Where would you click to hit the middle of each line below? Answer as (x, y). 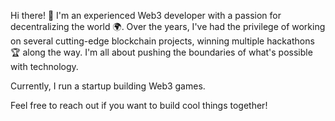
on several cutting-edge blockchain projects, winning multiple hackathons (162, 41)
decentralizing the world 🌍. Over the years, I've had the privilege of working (168, 26)
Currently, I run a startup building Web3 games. (108, 86)
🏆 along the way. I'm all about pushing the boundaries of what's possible (161, 52)
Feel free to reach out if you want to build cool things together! (139, 105)
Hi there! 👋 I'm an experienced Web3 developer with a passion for (146, 15)
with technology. (44, 66)
